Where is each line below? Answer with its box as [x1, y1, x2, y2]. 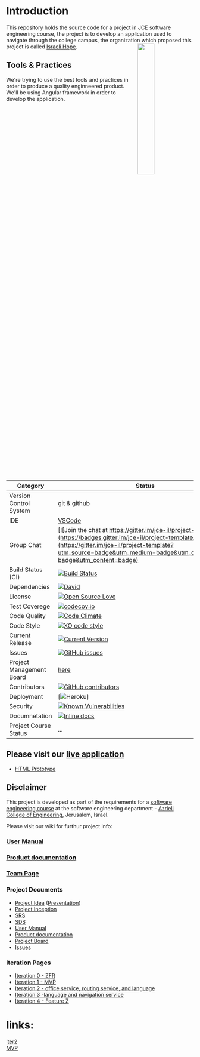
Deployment [9, 692, 43, 700]
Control [9, 499, 30, 507]
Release [9, 638, 32, 647]
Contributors [9, 683, 45, 691]
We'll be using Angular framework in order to [6, 88, 116, 96]
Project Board [14, 937, 49, 944]
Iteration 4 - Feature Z [14, 997, 70, 1004]
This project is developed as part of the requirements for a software [6, 798, 173, 806]
